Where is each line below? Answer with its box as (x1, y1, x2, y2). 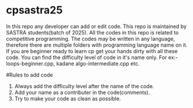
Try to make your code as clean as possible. (14, 95, 121, 102)
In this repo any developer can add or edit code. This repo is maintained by (6, 23, 187, 30)
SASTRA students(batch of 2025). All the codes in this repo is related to (6, 29, 179, 36)
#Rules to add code (6, 71, 53, 78)
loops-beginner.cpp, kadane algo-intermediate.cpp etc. (6, 60, 140, 67)
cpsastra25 (6, 4, 63, 17)
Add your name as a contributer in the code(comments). (14, 89, 150, 96)
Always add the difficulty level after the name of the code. (14, 82, 154, 89)
